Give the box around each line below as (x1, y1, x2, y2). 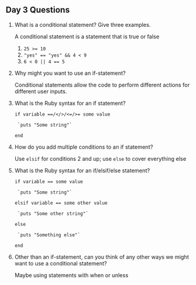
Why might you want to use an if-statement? (14, 69, 126, 77)
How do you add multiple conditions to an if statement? (14, 143, 153, 150)
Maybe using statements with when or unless (14, 271, 128, 279)
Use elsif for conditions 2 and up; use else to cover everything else (14, 155, 187, 162)
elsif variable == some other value (14, 200, 108, 206)
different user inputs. (14, 88, 68, 95)
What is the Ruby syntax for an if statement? (14, 99, 126, 107)
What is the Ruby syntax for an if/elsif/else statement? (14, 167, 150, 174)
